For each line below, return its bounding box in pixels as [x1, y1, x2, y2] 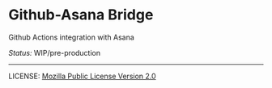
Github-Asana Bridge [8, 6, 154, 24]
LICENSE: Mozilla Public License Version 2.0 [8, 71, 156, 81]
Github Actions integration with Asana [8, 32, 135, 42]
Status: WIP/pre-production [8, 48, 101, 57]
